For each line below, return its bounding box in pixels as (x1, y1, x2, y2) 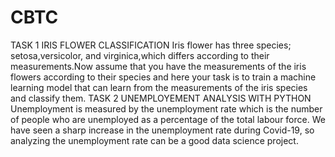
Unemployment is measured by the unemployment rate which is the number (10, 102, 323, 115)
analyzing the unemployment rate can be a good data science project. (10, 134, 299, 146)
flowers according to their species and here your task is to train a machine (10, 71, 317, 83)
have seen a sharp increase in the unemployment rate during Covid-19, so (10, 124, 315, 136)
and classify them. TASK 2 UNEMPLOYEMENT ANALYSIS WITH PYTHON (10, 92, 312, 104)
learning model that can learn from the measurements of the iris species (10, 81, 308, 93)
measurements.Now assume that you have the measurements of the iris (10, 60, 307, 72)
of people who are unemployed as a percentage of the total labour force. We (10, 113, 326, 125)
